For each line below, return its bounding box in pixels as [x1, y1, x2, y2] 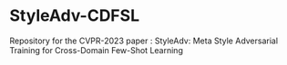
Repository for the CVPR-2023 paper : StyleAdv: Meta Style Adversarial [9, 35, 279, 46]
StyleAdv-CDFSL [9, 5, 139, 26]
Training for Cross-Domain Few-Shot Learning [9, 44, 184, 55]
